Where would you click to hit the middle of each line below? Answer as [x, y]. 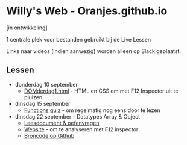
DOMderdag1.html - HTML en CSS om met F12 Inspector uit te [101, 91]
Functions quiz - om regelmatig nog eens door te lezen [92, 110]
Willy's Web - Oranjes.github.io [87, 11]
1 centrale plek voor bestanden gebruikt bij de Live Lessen [79, 39]
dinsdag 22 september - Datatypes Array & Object [78, 116]
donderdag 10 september [46, 84]
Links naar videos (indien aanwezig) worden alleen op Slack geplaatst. [93, 51]
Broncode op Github [49, 135]
